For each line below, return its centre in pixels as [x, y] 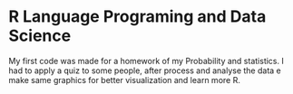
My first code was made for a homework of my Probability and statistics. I [146, 61]
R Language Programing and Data [137, 17]
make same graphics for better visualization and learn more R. [125, 80]
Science [40, 36]
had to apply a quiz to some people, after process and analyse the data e [145, 70]
